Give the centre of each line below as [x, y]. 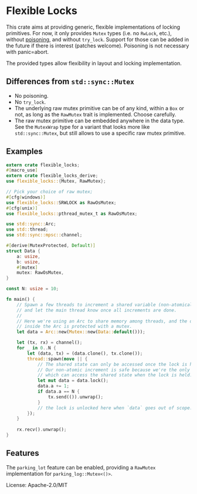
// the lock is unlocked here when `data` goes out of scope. [115, 408]
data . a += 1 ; [53, 386]
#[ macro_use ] [22, 170]
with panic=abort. [28, 52]
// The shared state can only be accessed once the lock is [112, 364]
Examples [24, 151]
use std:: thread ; [27, 229]
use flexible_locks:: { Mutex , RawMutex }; [56, 181]
